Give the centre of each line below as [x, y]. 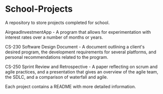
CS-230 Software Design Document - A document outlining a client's [75, 47]
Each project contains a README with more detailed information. [70, 86]
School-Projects [39, 9]
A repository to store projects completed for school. [57, 23]
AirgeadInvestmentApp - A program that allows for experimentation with [78, 32]
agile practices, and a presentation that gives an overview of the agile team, [82, 71]
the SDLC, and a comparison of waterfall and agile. [56, 77]
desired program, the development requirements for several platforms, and [81, 52]
